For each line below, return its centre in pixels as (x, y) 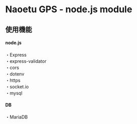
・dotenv (15, 74)
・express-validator (26, 61)
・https (13, 80)
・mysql (14, 93)
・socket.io (17, 86)
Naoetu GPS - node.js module (69, 9)
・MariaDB (16, 117)
